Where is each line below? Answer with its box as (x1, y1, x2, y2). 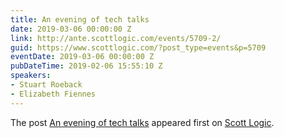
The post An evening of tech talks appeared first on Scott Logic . (10, 116, 275, 128)
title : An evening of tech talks (10, 14, 150, 25)
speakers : (10, 71, 52, 81)
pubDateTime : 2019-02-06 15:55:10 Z (10, 61, 163, 71)
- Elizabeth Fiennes (10, 89, 97, 99)
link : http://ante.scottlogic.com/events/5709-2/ (10, 33, 222, 43)
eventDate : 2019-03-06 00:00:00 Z (10, 52, 155, 62)
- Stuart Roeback (10, 80, 83, 90)
